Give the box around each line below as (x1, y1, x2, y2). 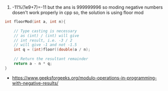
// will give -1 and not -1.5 (14, 42, 77, 47)
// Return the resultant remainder (14, 56, 89, 61)
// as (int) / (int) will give (14, 33, 79, 38)
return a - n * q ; (14, 61, 52, 66)
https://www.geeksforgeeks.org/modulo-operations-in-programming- (12, 74, 157, 80)
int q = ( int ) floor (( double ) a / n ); (14, 47, 91, 52)
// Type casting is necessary (14, 28, 77, 33)
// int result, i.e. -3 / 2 (14, 37, 72, 43)
